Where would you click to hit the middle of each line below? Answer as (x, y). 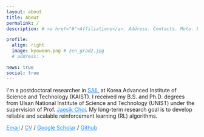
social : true (23, 73)
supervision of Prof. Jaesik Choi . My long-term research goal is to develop (99, 109)
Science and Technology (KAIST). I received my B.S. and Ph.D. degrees (96, 97)
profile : (17, 40)
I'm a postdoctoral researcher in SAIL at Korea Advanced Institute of (92, 90)
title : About (23, 18)
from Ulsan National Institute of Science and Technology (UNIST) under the (100, 103)
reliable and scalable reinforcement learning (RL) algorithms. (82, 116)
